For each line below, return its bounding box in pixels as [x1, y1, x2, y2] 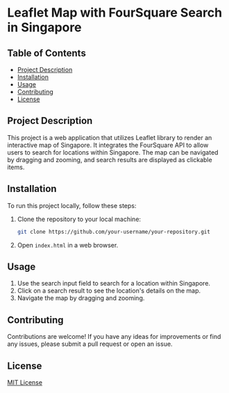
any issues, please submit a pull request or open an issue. [7, 340, 173, 348]
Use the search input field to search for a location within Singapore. [17, 279, 210, 288]
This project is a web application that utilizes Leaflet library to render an [7, 133, 212, 141]
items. [7, 163, 25, 171]
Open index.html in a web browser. [17, 241, 119, 249]
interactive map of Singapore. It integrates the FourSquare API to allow [7, 141, 209, 149]
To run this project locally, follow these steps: [7, 201, 137, 209]
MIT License [7, 378, 43, 386]
